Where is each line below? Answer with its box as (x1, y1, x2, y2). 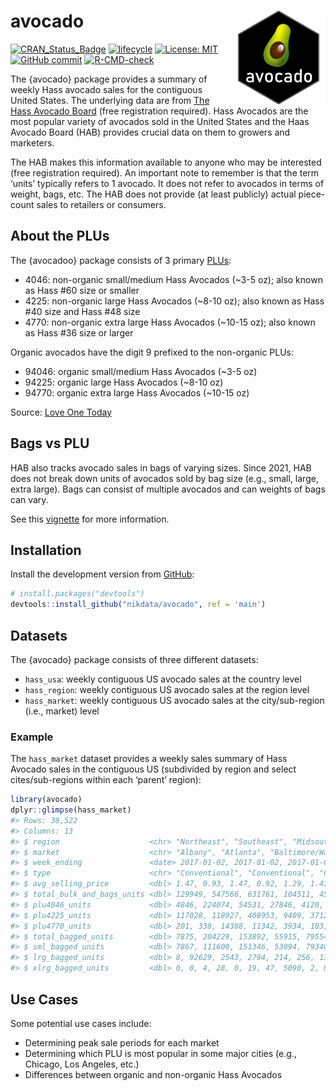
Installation (10, 541, 82, 559)
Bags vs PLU (10, 435, 90, 452)
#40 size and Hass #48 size (24, 305, 141, 317)
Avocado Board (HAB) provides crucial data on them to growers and (10, 126, 291, 138)
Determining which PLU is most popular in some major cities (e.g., (24, 1047, 297, 1059)
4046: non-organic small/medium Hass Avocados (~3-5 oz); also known (24, 273, 323, 285)
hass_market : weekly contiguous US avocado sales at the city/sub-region (24, 694, 325, 706)
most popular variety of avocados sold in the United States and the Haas (10, 115, 310, 127)
